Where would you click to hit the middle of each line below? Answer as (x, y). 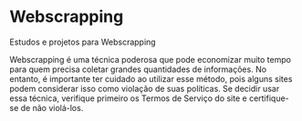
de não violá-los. (52, 107)
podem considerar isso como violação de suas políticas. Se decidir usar (145, 88)
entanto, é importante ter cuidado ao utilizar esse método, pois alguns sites (151, 78)
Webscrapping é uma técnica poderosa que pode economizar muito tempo (151, 59)
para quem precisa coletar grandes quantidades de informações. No (138, 69)
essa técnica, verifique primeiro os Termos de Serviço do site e (129, 98)
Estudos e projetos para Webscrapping (83, 42)
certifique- (269, 98)
